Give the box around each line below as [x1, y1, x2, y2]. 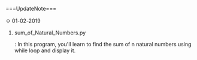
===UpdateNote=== [5, 5, 57, 12]
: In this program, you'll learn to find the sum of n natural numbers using [14, 41, 192, 48]
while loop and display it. [14, 47, 76, 54]
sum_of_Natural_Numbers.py [14, 29, 86, 36]
